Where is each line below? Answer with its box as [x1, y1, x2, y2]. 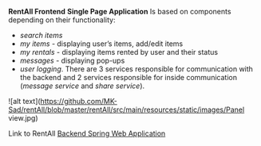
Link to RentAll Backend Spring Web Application [8, 129, 166, 138]
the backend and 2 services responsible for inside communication [19, 73, 238, 82]
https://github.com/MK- [40, 97, 118, 106]
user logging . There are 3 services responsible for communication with [19, 64, 254, 74]
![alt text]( [8, 97, 42, 106]
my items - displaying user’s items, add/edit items [19, 39, 184, 48]
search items [19, 31, 63, 40]
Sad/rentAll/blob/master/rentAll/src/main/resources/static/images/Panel [8, 105, 245, 114]
